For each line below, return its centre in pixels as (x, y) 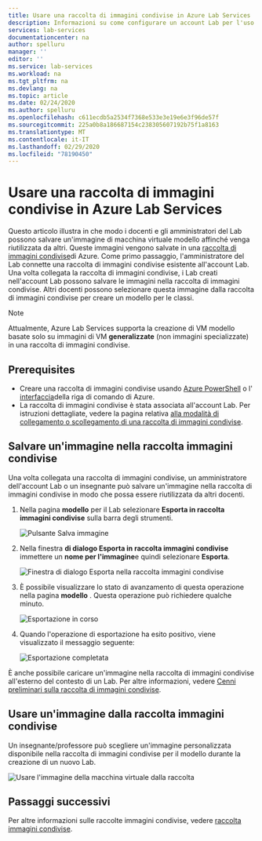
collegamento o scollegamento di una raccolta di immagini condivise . (131, 422)
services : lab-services (47, 30)
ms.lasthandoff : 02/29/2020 (54, 147)
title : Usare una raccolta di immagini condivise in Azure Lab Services (129, 15)
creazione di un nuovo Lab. (52, 762)
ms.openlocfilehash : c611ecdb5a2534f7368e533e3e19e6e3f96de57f (114, 118)
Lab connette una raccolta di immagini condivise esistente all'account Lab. (129, 264)
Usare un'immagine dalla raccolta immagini (116, 714)
